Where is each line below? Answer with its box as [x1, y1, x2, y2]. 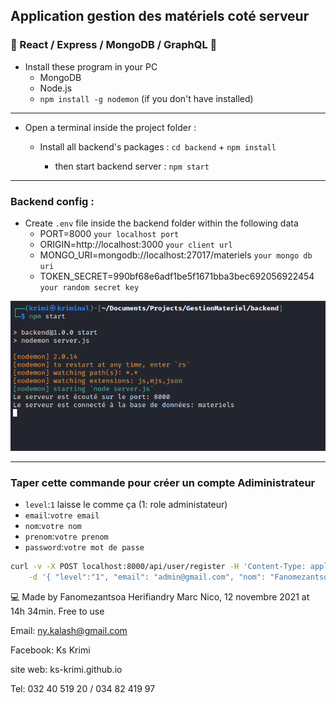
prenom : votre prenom [24, 530, 109, 543]
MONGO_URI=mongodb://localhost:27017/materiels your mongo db [39, 249, 313, 261]
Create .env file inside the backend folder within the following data [24, 217, 299, 229]
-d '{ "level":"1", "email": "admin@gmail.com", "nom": [28, 572, 267, 583]
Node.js [39, 82, 73, 94]
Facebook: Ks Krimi [10, 644, 91, 656]
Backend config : [10, 194, 95, 208]
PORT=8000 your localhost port [39, 227, 180, 239]
